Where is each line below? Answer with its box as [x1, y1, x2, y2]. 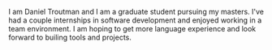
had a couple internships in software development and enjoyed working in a [8, 15, 262, 25]
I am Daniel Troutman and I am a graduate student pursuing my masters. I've [8, 7, 264, 16]
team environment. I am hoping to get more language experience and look [8, 24, 257, 33]
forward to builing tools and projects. [8, 32, 132, 42]
